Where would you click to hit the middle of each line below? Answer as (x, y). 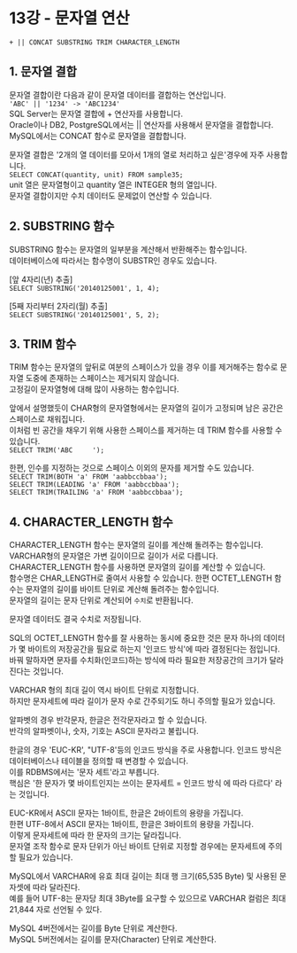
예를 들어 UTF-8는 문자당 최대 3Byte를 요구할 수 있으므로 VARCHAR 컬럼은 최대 (148, 898)
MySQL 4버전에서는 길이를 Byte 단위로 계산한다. (93, 928)
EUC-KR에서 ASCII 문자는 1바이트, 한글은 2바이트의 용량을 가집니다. (126, 813)
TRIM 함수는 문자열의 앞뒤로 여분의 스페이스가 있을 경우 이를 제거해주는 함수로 (144, 367)
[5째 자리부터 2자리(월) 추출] (58, 306)
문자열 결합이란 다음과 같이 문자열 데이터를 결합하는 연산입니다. (118, 95)
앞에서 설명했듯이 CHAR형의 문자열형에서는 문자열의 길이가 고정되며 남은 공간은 (146, 408)
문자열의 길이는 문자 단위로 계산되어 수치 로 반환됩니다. (101, 600)
